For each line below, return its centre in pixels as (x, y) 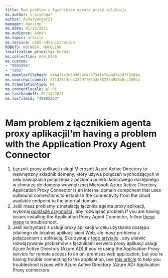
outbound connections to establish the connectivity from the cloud (81, 195)
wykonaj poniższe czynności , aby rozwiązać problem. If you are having (86, 211)
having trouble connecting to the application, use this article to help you (87, 259)
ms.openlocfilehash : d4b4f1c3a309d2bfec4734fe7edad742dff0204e (73, 75)
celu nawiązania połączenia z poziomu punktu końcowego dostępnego (86, 180)
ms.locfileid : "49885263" (32, 98)
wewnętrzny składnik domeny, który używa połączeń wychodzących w (86, 174)
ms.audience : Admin (26, 33)
